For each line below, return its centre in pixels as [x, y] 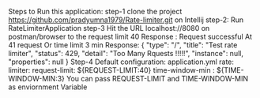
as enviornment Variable [48, 87]
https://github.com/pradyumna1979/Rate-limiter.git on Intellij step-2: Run [126, 20]
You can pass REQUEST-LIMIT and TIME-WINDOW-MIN [157, 79]
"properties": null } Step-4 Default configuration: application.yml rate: [121, 62]
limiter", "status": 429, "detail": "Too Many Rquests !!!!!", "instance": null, [126, 53]
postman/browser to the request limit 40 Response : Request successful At [130, 36]
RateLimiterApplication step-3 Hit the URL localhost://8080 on [109, 28]
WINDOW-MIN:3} [37, 79]
